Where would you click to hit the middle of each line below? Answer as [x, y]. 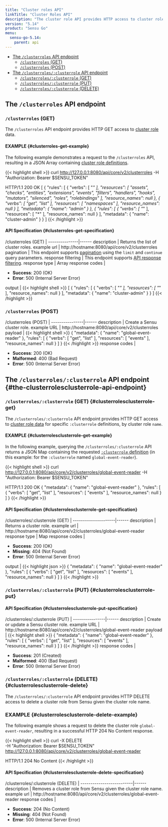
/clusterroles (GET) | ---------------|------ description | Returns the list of [81, 242]
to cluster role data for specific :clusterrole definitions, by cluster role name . [84, 424]
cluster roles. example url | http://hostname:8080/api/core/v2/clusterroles [81, 247]
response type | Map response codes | [45, 536]
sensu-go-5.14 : [25, 38]
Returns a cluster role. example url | [42, 526]
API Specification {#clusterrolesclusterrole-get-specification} [71, 509]
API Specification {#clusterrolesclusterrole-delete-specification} [74, 772]
